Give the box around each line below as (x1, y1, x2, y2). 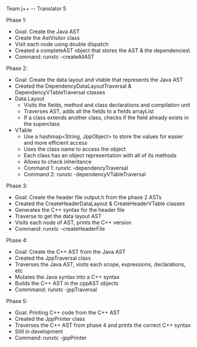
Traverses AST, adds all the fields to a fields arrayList (23, 108, 154, 114)
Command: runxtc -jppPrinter (14, 335, 87, 341)
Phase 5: (6, 298, 28, 304)
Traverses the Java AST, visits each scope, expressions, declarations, (14, 261, 186, 268)
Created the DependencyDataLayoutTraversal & (14, 82, 132, 90)
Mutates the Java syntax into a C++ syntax (14, 273, 120, 281)
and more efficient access (23, 139, 88, 146)
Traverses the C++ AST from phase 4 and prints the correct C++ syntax (14, 321, 191, 329)
